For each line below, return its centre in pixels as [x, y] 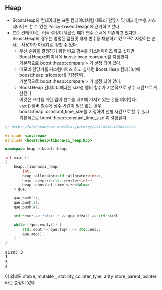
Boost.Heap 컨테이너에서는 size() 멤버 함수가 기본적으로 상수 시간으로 [86, 87]
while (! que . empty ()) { [38, 225]
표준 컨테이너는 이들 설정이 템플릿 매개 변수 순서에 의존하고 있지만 [74, 32]
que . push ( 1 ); [27, 203]
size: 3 [14, 252]
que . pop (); [33, 234]
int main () [17, 158]
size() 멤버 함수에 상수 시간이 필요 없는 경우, [61, 105]
